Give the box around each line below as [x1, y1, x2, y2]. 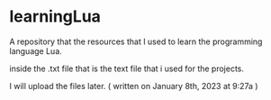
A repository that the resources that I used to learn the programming [9, 36, 263, 47]
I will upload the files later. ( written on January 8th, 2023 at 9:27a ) [9, 80, 258, 91]
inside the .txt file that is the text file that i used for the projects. [9, 63, 245, 74]
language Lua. [9, 45, 63, 56]
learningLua [9, 6, 102, 27]
